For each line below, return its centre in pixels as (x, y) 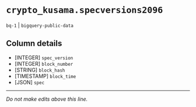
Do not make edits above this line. (47, 99)
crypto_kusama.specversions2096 (85, 10)
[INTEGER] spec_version (44, 58)
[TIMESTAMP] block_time (45, 76)
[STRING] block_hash (40, 70)
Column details (34, 43)
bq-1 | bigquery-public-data (40, 25)
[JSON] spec (29, 82)
